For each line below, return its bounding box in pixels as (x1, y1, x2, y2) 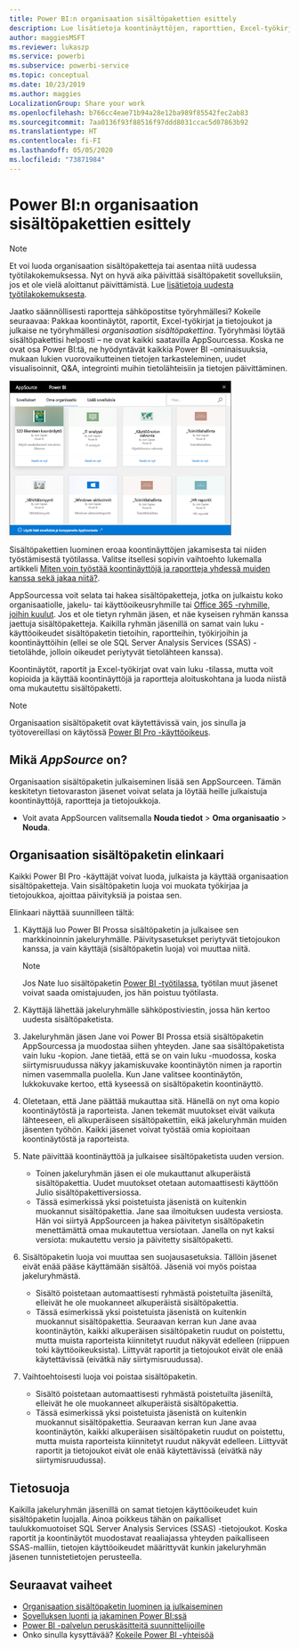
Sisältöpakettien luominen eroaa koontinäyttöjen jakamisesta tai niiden (9, 544, 267, 555)
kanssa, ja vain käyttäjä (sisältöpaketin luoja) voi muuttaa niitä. (21, 944, 251, 954)
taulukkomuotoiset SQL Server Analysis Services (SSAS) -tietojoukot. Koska (9, 1523, 287, 1534)
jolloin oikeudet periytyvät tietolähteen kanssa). (50, 646, 224, 657)
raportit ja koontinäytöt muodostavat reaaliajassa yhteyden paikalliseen (9, 1532, 270, 1544)
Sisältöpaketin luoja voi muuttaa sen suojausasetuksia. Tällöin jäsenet (21, 1252, 278, 1263)
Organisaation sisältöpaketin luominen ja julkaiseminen (21, 1601, 223, 1612)
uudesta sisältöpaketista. (21, 1014, 114, 1025)
